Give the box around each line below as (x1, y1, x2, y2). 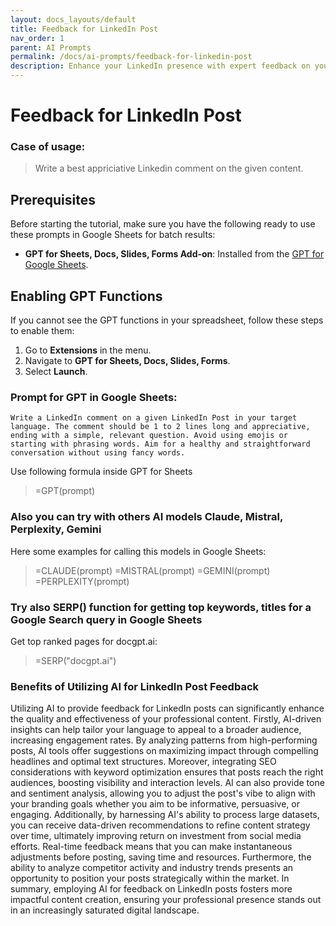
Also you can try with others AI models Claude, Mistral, (10, 510, 283, 524)
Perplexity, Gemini (10, 522, 102, 536)
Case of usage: (10, 140, 86, 154)
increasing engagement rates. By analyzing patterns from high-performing (10, 734, 318, 746)
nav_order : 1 (10, 33, 65, 43)
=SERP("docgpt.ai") (34, 655, 117, 666)
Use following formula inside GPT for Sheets (10, 466, 193, 478)
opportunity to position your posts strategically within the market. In (10, 872, 290, 885)
